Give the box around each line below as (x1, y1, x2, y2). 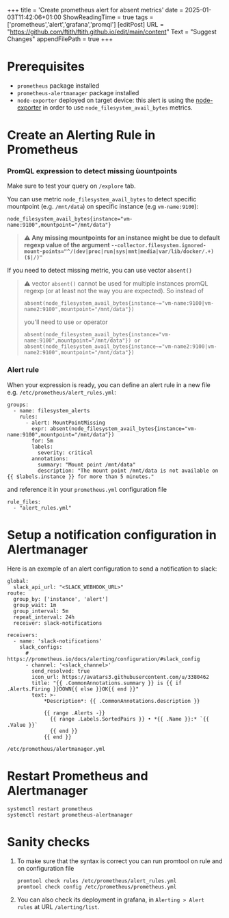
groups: (7, 401, 29, 408)
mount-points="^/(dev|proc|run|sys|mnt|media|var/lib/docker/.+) (23, 248, 214, 256)
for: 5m (31, 437, 53, 444)
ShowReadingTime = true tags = (62, 13, 154, 21)
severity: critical (37, 449, 94, 456)
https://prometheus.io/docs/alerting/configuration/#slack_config (7, 656, 200, 662)
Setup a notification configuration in (7, 527, 217, 543)
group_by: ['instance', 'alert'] (13, 595, 109, 602)
